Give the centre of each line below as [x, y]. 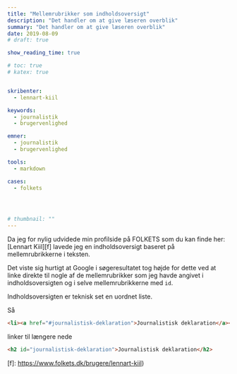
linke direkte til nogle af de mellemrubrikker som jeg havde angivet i [105, 275]
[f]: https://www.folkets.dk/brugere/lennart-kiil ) [76, 363]
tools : [17, 162]
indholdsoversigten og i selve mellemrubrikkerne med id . [90, 283]
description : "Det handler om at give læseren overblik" [93, 20]
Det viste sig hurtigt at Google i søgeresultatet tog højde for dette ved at [112, 268]
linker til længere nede [40, 337]
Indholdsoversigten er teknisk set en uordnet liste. [80, 296]
